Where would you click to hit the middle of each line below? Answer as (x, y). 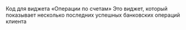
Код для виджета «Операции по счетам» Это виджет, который (87, 9)
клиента (16, 21)
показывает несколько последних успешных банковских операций (93, 15)
